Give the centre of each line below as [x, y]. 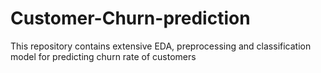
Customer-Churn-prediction [130, 18]
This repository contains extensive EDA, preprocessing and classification [161, 46]
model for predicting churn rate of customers [103, 56]
